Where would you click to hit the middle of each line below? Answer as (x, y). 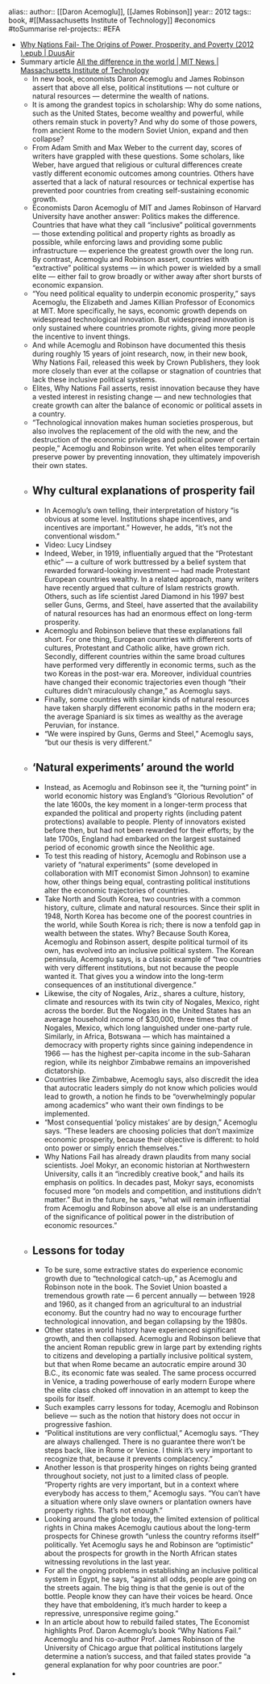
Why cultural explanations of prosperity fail (143, 491)
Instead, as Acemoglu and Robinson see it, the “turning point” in (150, 787)
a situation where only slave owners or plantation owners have (148, 1502)
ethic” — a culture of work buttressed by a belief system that (145, 562)
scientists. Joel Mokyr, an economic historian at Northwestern (147, 1165)
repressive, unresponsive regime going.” (111, 1614)
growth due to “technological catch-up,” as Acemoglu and (141, 1279)
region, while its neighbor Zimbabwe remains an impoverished (147, 1061)
